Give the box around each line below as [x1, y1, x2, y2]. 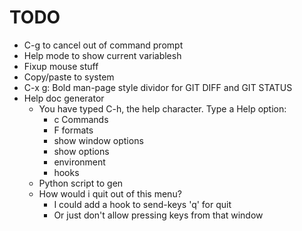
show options [53, 145, 110, 157]
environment [53, 156, 106, 168]
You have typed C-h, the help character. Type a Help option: [38, 102, 287, 115]
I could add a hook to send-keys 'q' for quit [53, 198, 232, 210]
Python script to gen [38, 177, 124, 189]
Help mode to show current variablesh [23, 49, 182, 61]
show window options [53, 134, 144, 146]
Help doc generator [23, 92, 105, 104]
